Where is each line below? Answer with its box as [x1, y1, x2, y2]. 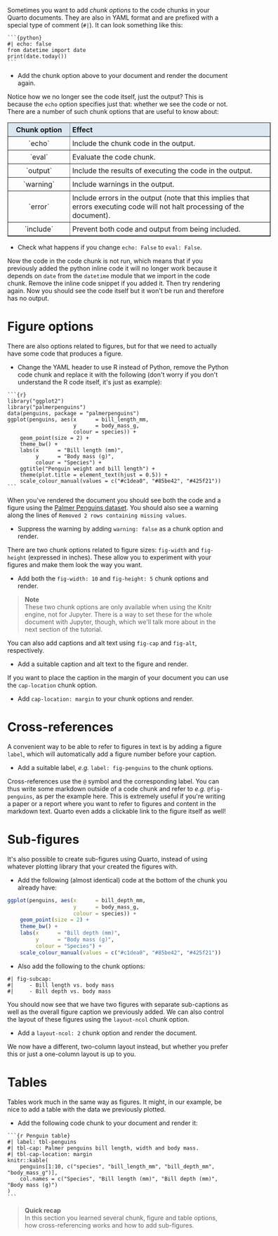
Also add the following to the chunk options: [17, 962, 145, 970]
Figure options [7, 319, 94, 334]
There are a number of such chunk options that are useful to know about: [7, 108, 219, 115]
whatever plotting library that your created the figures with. [7, 862, 178, 871]
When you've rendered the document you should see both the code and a [7, 495, 221, 505]
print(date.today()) [7, 53, 68, 60]
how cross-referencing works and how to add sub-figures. [24, 1221, 194, 1229]
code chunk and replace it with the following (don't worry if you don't [17, 370, 218, 379]
